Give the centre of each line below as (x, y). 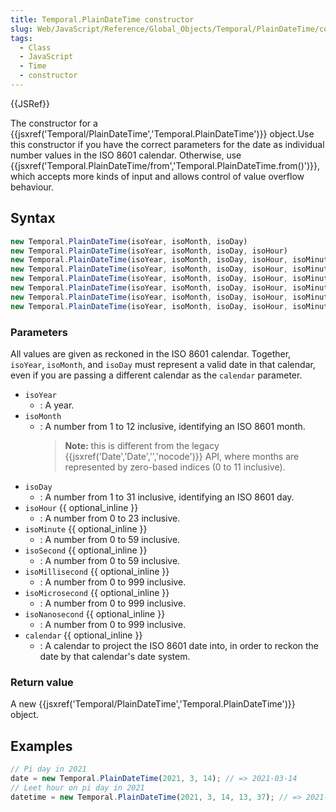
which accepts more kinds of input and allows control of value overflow (157, 176)
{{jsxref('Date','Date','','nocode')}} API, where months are (182, 456)
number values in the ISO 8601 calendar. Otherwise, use (126, 155)
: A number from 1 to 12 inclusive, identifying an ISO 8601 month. (172, 426)
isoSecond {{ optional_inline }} (86, 550)
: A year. (57, 405)
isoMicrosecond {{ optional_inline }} (97, 592)
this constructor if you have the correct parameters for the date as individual (167, 144)
